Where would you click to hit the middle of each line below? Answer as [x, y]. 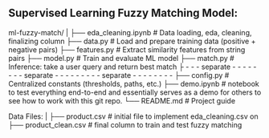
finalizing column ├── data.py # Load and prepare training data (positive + [132, 41]
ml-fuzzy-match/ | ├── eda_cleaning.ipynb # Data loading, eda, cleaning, [130, 32]
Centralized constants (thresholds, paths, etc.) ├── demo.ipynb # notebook [134, 83]
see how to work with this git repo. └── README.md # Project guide [122, 100]
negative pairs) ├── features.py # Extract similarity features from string [127, 49]
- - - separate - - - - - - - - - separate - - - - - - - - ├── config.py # [119, 75]
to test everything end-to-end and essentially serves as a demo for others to [135, 92]
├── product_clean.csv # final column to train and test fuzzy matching [125, 124]
